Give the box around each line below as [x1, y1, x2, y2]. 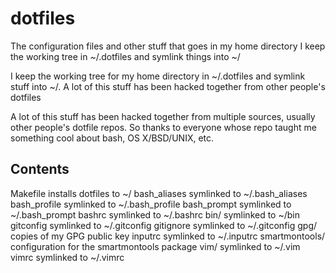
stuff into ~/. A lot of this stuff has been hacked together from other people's [10, 80, 326, 92]
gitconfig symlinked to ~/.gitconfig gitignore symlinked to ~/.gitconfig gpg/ [10, 219, 318, 231]
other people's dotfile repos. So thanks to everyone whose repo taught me [10, 121, 317, 133]
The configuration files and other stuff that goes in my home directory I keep [10, 40, 326, 52]
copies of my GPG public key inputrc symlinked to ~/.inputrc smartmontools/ [10, 230, 326, 242]
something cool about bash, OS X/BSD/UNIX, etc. [10, 132, 215, 144]
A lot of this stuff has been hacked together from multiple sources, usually [10, 110, 316, 122]
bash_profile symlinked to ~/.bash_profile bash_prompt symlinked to [10, 198, 292, 210]
